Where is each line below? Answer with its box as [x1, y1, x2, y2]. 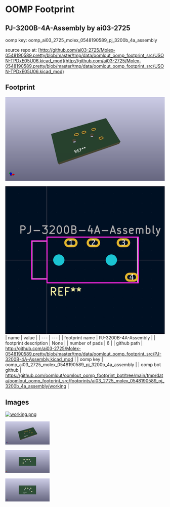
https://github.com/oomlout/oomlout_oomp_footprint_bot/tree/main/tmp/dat [5, 372, 163, 378]
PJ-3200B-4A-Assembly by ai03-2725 [5, 24, 131, 32]
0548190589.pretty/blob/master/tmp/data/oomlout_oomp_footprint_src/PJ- [5, 351, 162, 357]
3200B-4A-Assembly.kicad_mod [5, 356, 73, 363]
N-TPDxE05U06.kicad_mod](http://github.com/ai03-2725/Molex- [5, 58, 142, 64]
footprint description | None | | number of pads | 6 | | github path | [5, 340, 143, 346]
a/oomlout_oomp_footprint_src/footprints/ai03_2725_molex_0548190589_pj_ [5, 378, 164, 384]
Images [5, 398, 29, 406]
